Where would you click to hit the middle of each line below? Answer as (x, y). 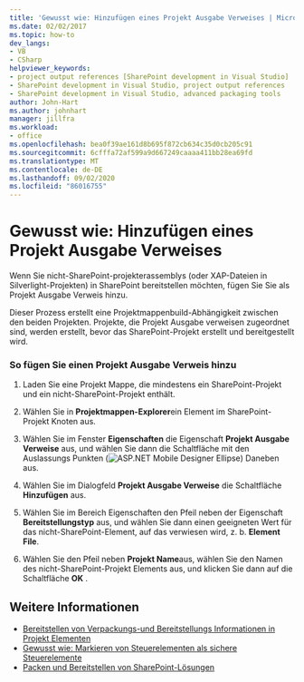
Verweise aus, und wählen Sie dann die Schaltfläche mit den (136, 449)
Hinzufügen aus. (54, 495)
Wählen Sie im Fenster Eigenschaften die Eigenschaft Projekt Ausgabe (156, 439)
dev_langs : (30, 43)
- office (26, 136)
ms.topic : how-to (42, 34)
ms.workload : (34, 128)
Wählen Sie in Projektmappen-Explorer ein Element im (124, 412)
